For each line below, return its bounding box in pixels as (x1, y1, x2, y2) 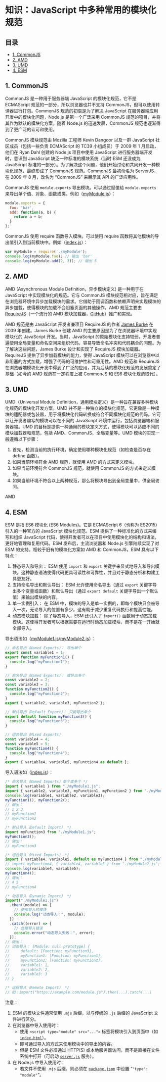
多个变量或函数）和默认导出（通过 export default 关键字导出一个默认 (16, 588, 159, 594)
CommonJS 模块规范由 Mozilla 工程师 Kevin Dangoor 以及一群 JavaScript (5, 137, 155, 143)
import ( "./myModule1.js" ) (5, 898, 58, 903)
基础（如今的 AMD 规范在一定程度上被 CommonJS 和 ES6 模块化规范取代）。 (5, 371, 161, 377)
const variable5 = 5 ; (5, 741, 50, 746)
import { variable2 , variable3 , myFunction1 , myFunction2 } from (5, 788, 142, 793)
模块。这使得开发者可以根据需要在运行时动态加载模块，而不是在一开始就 (12, 619, 160, 625)
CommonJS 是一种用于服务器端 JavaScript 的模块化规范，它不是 (5, 95, 137, 101)
